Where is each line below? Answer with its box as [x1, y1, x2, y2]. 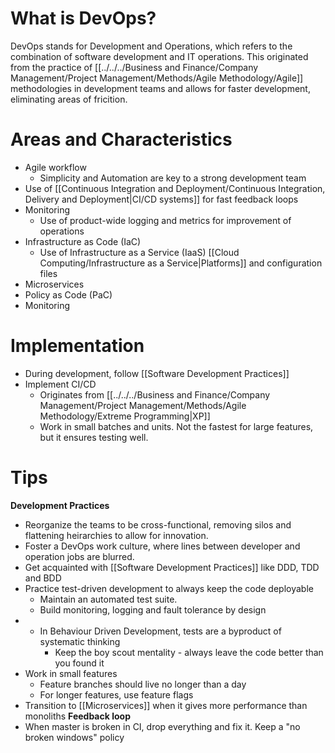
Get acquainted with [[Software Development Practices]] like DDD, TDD [24, 561, 320, 573]
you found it [54, 657, 105, 669]
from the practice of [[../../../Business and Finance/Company [10, 61, 259, 73]
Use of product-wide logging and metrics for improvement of [39, 214, 292, 226]
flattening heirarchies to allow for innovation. [24, 529, 209, 541]
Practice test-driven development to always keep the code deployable [24, 582, 314, 594]
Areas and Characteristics [10, 128, 233, 151]
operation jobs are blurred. [24, 550, 135, 562]
